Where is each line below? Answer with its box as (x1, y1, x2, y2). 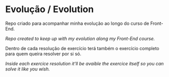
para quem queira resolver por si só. (5, 51, 81, 57)
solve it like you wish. (5, 66, 50, 72)
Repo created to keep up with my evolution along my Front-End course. (5, 35, 155, 42)
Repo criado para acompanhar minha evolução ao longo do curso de (5, 20, 149, 26)
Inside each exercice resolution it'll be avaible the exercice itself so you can (5, 60, 164, 66)
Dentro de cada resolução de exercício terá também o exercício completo (5, 45, 159, 51)
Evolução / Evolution (5, 4, 94, 15)
